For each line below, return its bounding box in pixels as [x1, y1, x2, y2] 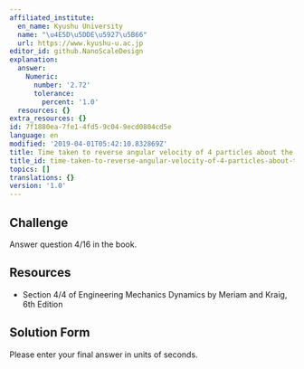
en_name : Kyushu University [17, 22, 124, 31]
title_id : [9, 156, 47, 166]
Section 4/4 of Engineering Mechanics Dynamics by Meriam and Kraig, [22, 289, 288, 299]
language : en [9, 131, 59, 140]
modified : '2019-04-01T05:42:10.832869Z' [9, 139, 168, 148]
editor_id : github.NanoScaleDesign [9, 47, 144, 56]
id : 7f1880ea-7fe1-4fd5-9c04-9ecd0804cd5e [9, 123, 172, 132]
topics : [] [9, 165, 51, 174]
